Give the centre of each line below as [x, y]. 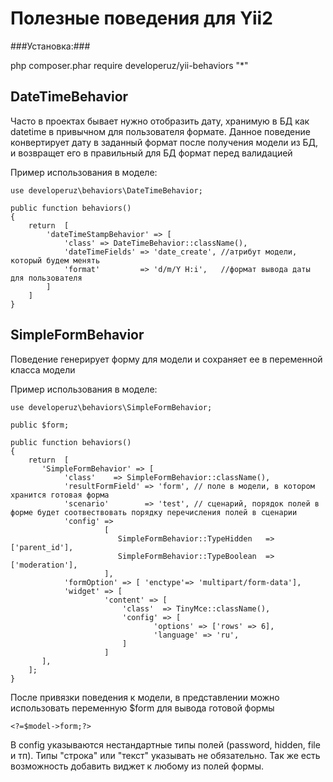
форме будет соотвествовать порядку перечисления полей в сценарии [154, 512]
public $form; [40, 425]
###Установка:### [50, 46]
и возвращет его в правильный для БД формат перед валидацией [151, 153]
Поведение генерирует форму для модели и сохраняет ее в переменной [166, 359]
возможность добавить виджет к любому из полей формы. [137, 766]
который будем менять [55, 260]
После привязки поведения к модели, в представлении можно [145, 697]
